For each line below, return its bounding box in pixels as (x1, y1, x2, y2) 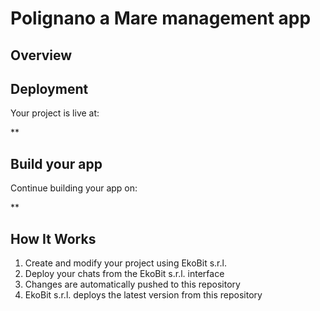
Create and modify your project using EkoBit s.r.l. (24, 257, 227, 269)
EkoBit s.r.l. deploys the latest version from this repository (24, 289, 263, 301)
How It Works (10, 230, 97, 247)
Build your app (10, 155, 103, 172)
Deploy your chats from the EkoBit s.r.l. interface (24, 268, 225, 280)
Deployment (10, 80, 89, 97)
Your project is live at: (10, 107, 100, 119)
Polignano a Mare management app (10, 7, 312, 30)
